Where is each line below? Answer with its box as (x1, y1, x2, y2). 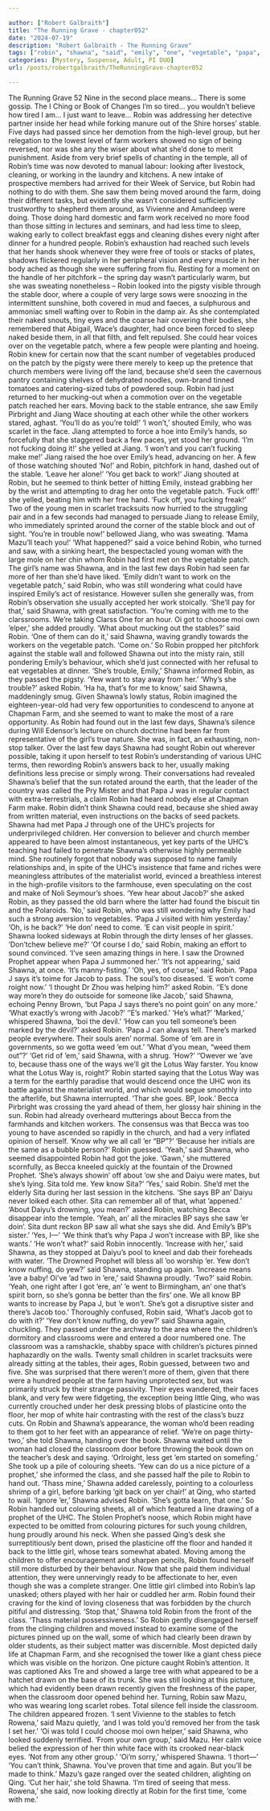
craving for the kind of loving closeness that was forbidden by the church (8, 1598, 252, 1607)
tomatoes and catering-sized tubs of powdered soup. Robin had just (8, 383, 235, 393)
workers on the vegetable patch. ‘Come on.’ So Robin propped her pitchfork (8, 640, 260, 650)
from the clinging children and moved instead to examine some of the (8, 1623, 239, 1633)
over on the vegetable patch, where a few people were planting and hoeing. (8, 340, 260, 350)
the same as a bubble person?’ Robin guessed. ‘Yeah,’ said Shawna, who (8, 1145, 250, 1154)
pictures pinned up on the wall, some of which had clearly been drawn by (8, 1632, 252, 1642)
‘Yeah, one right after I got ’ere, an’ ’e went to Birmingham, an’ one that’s (8, 1281, 247, 1291)
